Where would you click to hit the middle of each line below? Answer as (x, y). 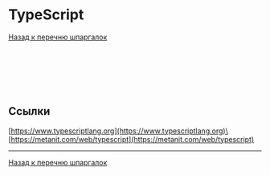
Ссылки (29, 111)
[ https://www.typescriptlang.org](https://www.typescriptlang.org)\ (119, 131)
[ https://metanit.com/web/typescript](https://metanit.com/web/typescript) (131, 139)
